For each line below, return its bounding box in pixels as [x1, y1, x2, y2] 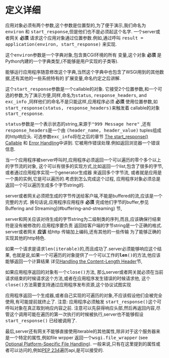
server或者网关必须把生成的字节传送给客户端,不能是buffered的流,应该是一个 [5, 193, 163, 199]
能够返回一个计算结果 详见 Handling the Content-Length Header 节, [5, 258, 143, 264]
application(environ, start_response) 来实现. [5, 41, 117, 47]
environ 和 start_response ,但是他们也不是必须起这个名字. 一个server [5, 28, 156, 34]
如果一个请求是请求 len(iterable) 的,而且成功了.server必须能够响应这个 [5, 246, 157, 252]
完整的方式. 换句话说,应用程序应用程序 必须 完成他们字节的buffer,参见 [5, 199, 149, 205]
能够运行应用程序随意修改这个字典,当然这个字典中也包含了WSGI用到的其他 [5, 69, 160, 75]
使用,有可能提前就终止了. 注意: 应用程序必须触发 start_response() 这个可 [5, 299, 161, 305]
